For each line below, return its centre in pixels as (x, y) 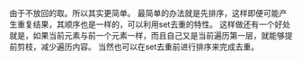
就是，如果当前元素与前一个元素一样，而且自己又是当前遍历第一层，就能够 (147, 35)
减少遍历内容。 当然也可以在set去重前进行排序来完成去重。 (150, 47)
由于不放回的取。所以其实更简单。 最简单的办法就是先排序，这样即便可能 (144, 13)
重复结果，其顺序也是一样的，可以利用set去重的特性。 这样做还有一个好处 (154, 24)
